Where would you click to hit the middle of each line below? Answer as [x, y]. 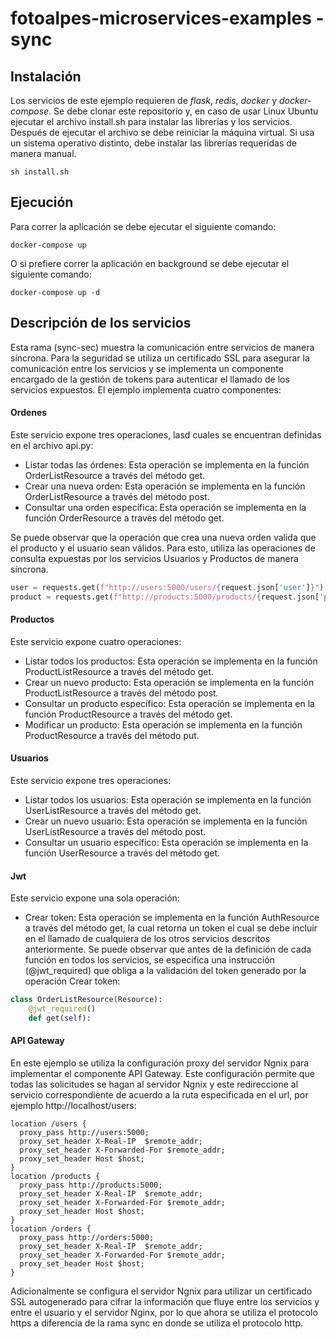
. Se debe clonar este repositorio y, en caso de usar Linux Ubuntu [183, 111]
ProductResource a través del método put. [112, 735]
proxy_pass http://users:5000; [84, 1133]
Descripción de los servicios [101, 323]
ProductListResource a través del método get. [119, 671]
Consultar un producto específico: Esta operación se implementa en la [169, 703]
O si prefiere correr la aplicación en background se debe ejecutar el [150, 263]
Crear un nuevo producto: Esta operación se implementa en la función [169, 682]
